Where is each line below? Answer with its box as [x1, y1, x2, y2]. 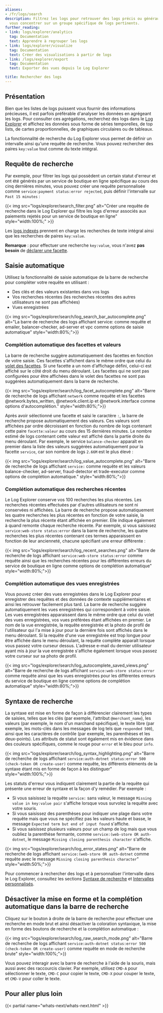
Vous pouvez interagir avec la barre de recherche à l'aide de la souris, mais [5, 960, 156, 966]
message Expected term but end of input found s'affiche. [12, 821, 130, 827]
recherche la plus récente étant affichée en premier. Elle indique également [5, 517, 155, 523]
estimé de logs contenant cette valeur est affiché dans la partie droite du [5, 433, 150, 439]
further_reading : [5, 25, 40, 30]
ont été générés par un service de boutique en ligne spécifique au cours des [5, 178, 158, 184]
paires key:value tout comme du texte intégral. [5, 146, 98, 152]
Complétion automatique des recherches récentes [5, 486, 126, 492]
